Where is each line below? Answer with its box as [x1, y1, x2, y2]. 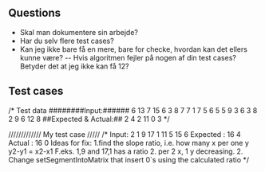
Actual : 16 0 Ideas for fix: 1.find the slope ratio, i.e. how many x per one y [8, 138, 250, 147]
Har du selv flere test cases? [19, 36, 114, 45]
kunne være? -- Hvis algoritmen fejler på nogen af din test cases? [19, 53, 237, 62]
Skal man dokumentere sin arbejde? [19, 27, 138, 37]
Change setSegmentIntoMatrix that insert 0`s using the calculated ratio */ [8, 154, 250, 164]
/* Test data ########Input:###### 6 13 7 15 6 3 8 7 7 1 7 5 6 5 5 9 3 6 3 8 [8, 105, 258, 115]
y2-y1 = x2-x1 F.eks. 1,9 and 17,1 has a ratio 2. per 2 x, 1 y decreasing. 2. [8, 147, 243, 156]
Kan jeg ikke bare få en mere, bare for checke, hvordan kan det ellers [19, 44, 247, 54]
